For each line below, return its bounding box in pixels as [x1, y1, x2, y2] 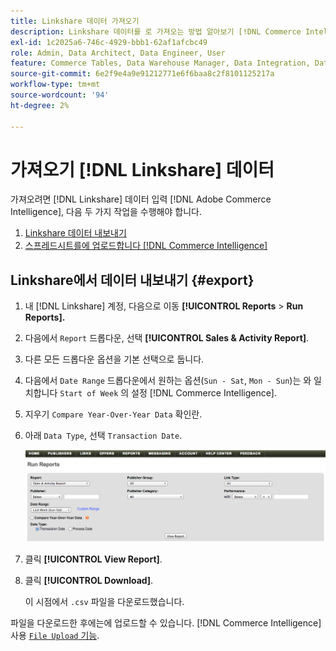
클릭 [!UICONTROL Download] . [24, 575, 153, 587]
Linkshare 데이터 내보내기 [24, 227, 127, 239]
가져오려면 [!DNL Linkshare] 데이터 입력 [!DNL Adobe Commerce [10, 193, 272, 205]
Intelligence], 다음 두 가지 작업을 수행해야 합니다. [10, 206, 202, 218]
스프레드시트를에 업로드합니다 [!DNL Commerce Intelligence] [24, 240, 268, 252]
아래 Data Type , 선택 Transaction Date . [24, 430, 183, 442]
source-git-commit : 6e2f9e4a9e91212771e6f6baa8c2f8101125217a [10, 69, 275, 79]
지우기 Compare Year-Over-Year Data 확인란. [24, 408, 203, 420]
